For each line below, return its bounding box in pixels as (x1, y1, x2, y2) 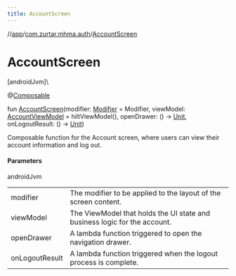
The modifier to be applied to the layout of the (70, 188, 221, 197)
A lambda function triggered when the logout (70, 249, 218, 258)
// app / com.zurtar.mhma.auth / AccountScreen (7, 29, 138, 38)
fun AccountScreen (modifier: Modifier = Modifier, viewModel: (7, 105, 186, 113)
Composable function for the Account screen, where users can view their (7, 133, 220, 141)
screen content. (70, 197, 122, 206)
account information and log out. (7, 140, 102, 149)
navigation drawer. (70, 237, 132, 247)
